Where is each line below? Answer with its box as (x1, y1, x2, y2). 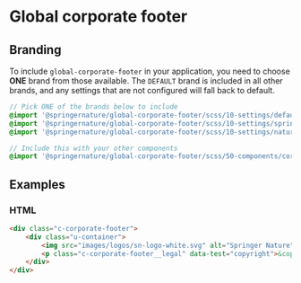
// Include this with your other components (9, 144, 178, 153)
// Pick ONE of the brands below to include (9, 102, 178, 111)
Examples (9, 177, 65, 192)
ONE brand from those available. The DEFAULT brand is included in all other (9, 75, 284, 86)
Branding (9, 42, 62, 57)
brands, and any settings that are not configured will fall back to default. (9, 85, 275, 95)
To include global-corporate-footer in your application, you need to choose (9, 66, 291, 76)
